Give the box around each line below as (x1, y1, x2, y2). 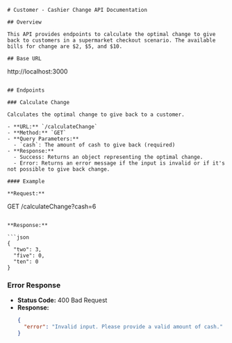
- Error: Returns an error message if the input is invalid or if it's (13, 160, 226, 167)
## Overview (7, 19, 42, 26)
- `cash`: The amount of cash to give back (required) (13, 142, 176, 149)
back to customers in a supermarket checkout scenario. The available (7, 37, 216, 44)
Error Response (7, 280, 61, 290)
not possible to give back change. (7, 166, 110, 173)
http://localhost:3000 (7, 67, 68, 76)
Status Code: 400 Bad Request (17, 296, 108, 305)
